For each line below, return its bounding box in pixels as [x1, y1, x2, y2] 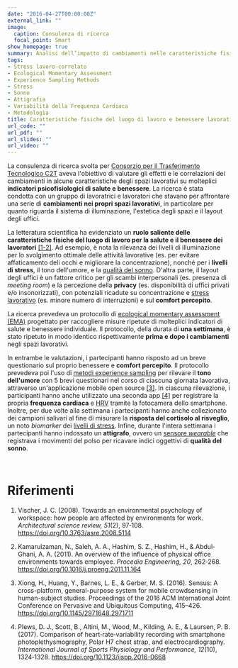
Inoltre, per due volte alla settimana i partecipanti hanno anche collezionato [7, 406, 227, 415]
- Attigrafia [7, 96, 46, 104]
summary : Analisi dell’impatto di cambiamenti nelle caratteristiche [7, 50, 217, 57]
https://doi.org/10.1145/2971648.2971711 [17, 609, 134, 618]
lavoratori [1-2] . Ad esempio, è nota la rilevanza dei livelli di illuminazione [7, 243, 221, 252]
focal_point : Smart [13, 37, 72, 44]
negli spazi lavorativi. [7, 340, 69, 348]
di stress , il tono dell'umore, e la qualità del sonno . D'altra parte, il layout [7, 266, 219, 274]
